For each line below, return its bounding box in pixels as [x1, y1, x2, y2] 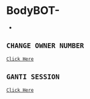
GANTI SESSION [6, 72, 60, 81]
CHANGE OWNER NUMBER [6, 41, 85, 50]
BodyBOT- [6, 4, 60, 18]
